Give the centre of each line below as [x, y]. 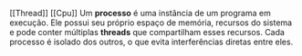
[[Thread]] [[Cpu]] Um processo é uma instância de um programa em [140, 13]
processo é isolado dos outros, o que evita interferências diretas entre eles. [151, 42]
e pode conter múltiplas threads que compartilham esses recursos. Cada [147, 32]
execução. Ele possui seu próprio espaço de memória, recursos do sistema [151, 23]
